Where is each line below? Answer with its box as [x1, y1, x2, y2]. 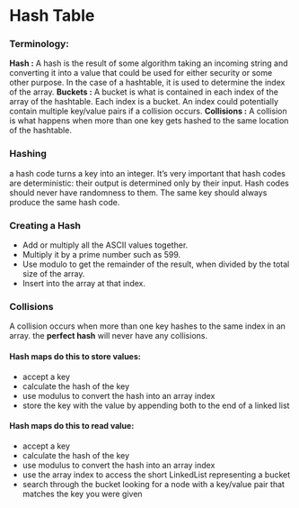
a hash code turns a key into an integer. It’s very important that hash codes [9, 168, 286, 178]
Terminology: [9, 38, 69, 50]
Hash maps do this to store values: [9, 350, 141, 361]
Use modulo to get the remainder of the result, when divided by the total [22, 259, 290, 270]
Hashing [9, 148, 48, 160]
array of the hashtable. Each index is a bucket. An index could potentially [9, 96, 279, 107]
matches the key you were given [22, 488, 143, 499]
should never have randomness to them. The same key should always [9, 186, 268, 198]
